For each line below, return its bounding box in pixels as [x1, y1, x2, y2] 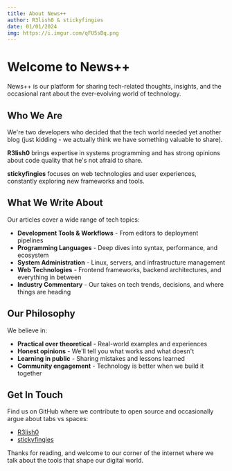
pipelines [17, 236, 44, 245]
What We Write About [7, 197, 103, 208]
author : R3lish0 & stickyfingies [7, 17, 104, 24]
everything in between [17, 273, 82, 281]
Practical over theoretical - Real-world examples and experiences [17, 339, 208, 348]
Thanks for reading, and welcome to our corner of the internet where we [7, 449, 214, 457]
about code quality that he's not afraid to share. [7, 157, 143, 164]
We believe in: [7, 326, 47, 335]
